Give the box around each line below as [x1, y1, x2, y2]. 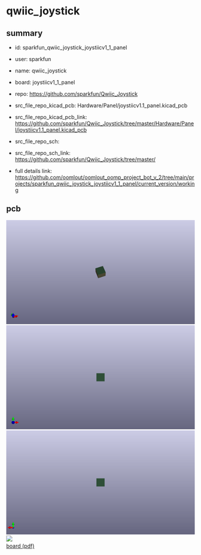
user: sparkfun [14, 56, 51, 62]
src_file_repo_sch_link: [14, 150, 71, 156]
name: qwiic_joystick [14, 67, 67, 74]
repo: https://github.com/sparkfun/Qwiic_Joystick [14, 90, 138, 97]
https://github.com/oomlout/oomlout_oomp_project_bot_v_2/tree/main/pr [14, 174, 194, 181]
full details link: [14, 168, 53, 174]
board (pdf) [6, 542, 35, 549]
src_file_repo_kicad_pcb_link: [14, 114, 87, 120]
